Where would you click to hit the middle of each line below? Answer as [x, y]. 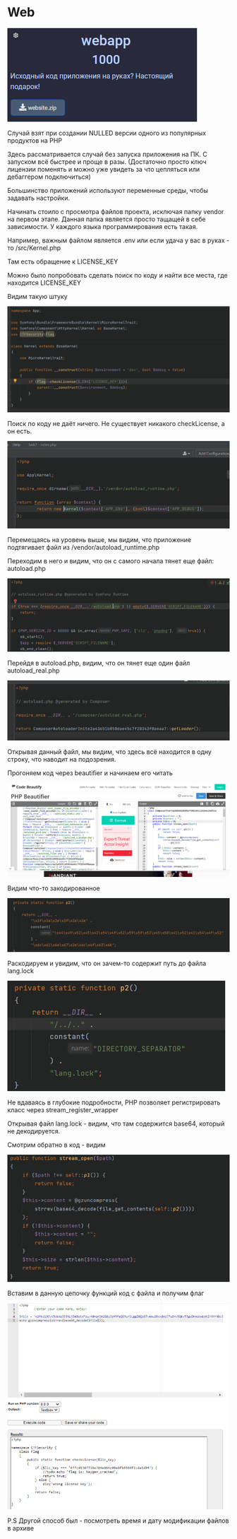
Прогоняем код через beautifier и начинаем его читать [90, 773]
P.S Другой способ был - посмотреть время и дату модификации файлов [118, 1521]
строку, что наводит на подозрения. [62, 760]
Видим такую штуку [38, 296]
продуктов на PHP [35, 140]
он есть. [20, 431]
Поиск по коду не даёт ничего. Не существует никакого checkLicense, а [116, 423]
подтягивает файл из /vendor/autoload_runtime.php [84, 547]
